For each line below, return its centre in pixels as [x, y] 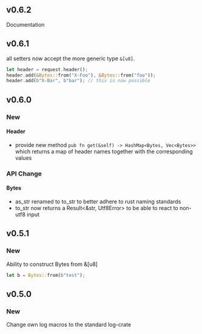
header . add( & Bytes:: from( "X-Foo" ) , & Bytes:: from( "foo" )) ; [81, 75]
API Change [24, 174]
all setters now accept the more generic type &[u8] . [71, 58]
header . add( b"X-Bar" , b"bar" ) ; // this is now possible [78, 81]
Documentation [25, 24]
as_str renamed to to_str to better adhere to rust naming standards [98, 201]
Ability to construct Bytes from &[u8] [52, 264]
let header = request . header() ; [47, 69]
